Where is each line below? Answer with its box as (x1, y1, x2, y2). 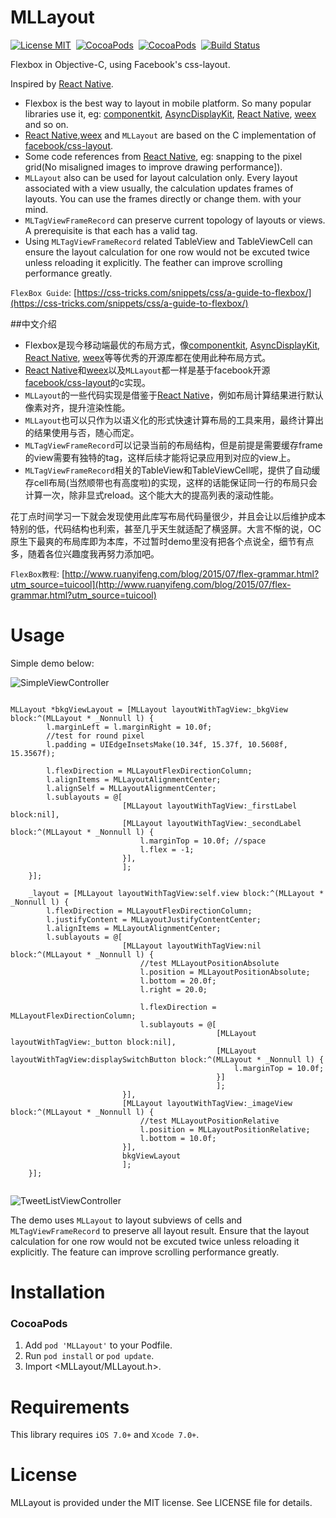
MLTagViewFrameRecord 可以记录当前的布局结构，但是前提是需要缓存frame (24, 439, 323, 451)
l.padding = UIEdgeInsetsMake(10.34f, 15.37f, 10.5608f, (46, 739, 288, 750)
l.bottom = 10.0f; (139, 1133, 217, 1143)
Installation (10, 1281, 106, 1304)
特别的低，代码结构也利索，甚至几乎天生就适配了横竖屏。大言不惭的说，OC (10, 522, 322, 535)
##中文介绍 (10, 317, 57, 330)
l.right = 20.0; (139, 984, 208, 995)
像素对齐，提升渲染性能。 (24, 401, 131, 413)
